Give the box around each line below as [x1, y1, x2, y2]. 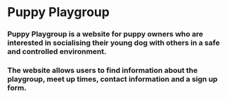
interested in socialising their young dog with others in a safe [7, 38, 220, 48]
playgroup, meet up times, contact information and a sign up [7, 74, 218, 84]
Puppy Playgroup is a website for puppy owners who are [7, 29, 204, 39]
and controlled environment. [7, 47, 107, 57]
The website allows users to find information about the [7, 66, 198, 76]
